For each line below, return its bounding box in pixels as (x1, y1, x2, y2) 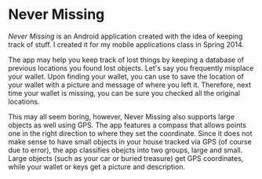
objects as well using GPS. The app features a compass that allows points (8, 120, 247, 130)
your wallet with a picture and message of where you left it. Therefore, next (8, 80, 252, 89)
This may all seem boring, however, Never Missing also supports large (8, 111, 235, 121)
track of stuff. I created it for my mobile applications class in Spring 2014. (8, 39, 245, 49)
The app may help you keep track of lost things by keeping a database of (8, 55, 245, 64)
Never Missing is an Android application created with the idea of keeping (8, 31, 243, 41)
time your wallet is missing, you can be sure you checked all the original (8, 88, 241, 97)
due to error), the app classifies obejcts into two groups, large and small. (8, 145, 243, 155)
